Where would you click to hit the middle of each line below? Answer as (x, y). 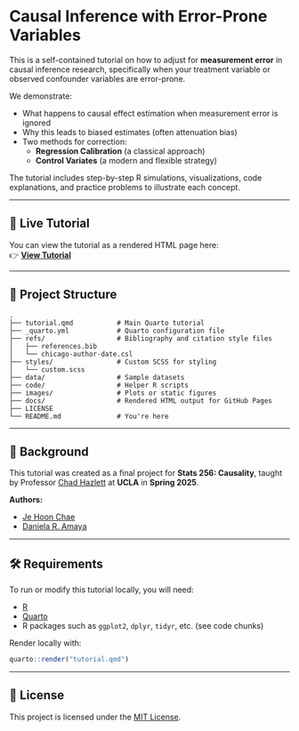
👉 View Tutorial (40, 254)
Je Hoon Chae (48, 517)
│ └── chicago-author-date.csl (71, 354)
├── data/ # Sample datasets (97, 377)
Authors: (26, 500)
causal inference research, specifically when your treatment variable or (140, 69)
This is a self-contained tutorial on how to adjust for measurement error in (146, 60)
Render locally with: (45, 643)
